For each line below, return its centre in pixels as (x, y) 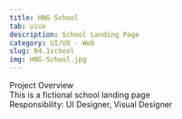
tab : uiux (28, 26)
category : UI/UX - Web (52, 43)
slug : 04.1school (42, 51)
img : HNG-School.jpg (48, 59)
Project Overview (42, 85)
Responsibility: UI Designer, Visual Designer (91, 104)
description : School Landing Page (75, 34)
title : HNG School (44, 18)
